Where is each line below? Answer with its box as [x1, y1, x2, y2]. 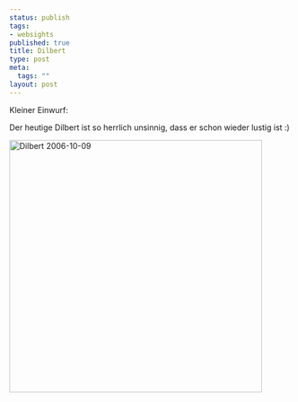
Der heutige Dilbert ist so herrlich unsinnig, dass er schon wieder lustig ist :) [9, 122, 290, 133]
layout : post [9, 80, 58, 89]
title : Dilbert [9, 47, 66, 56]
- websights [9, 30, 54, 39]
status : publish [9, 13, 70, 22]
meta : [9, 64, 30, 73]
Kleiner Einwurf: [9, 104, 69, 115]
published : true [9, 38, 70, 48]
